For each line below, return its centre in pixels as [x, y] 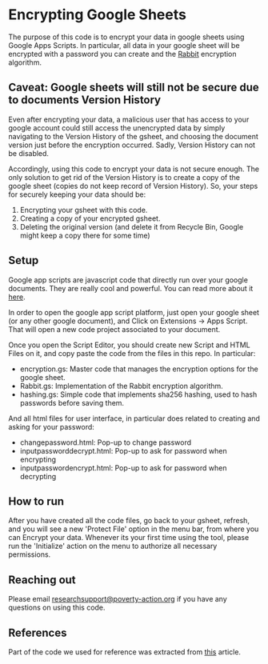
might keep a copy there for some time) [85, 235]
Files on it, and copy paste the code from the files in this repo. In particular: [132, 353]
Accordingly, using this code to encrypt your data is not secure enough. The [134, 169]
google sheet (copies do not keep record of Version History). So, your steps [133, 186]
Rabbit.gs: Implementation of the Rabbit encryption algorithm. [122, 386]
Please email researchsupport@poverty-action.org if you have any [118, 599]
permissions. [30, 554]
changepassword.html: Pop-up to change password [106, 442]
